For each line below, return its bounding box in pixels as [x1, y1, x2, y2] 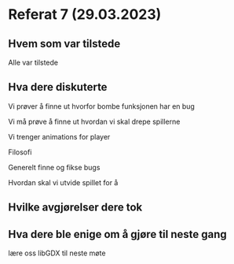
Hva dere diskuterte [8, 80, 108, 94]
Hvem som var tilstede [8, 37, 121, 50]
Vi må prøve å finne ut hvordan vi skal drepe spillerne [8, 117, 181, 126]
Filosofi [8, 147, 32, 157]
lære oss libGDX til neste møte [8, 248, 106, 258]
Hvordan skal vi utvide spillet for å [8, 177, 119, 187]
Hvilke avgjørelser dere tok [8, 201, 143, 214]
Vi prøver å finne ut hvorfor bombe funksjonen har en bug [8, 101, 195, 111]
